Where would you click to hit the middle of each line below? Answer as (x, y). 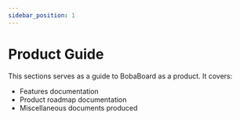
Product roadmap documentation (73, 100)
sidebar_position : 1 (42, 15)
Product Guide (56, 54)
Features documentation (59, 91)
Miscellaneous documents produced (78, 107)
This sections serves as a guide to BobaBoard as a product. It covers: (120, 76)
